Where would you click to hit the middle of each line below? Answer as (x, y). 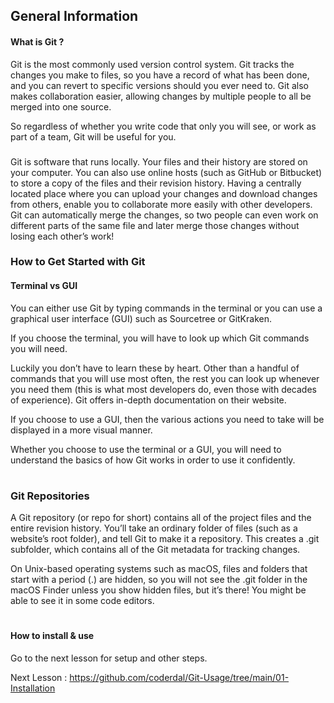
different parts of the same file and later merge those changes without (155, 225)
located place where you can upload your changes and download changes (164, 193)
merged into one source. (61, 106)
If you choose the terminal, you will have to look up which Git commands (160, 338)
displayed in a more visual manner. (81, 430)
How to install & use (52, 636)
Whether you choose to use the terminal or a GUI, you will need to (146, 449)
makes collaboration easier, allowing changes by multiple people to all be (161, 96)
